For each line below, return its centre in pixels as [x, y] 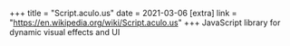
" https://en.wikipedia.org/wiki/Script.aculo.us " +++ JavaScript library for [145, 23]
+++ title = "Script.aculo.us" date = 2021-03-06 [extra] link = [123, 13]
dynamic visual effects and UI [65, 32]
